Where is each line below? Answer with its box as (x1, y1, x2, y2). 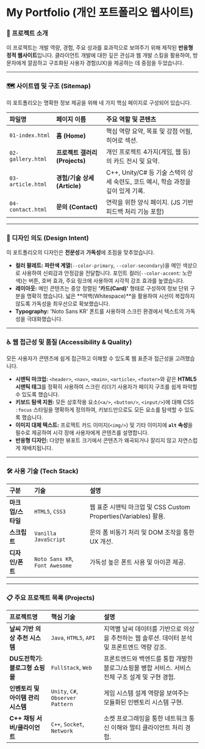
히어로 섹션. (106, 136, 138, 145)
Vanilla (34, 530, 57, 536)
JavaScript (34, 536, 66, 543)
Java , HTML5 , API (51, 633, 96, 642)
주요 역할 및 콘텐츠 (106, 115, 157, 123)
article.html (9, 181, 48, 187)
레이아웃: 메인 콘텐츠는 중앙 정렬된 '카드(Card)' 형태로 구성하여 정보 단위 (15, 285, 189, 292)
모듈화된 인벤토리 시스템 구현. (103, 698, 184, 706)
